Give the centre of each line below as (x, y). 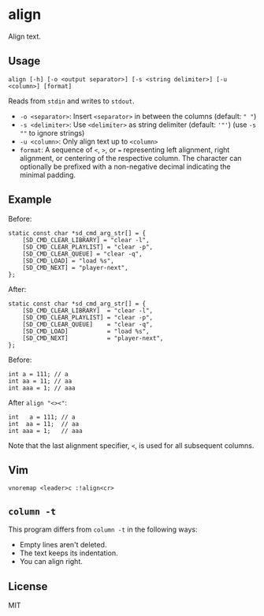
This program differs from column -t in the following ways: (103, 529)
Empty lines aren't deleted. (63, 545)
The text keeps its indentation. (69, 553)
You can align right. (51, 562)
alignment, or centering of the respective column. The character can (130, 158)
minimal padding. (48, 174)
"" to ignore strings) (52, 133)
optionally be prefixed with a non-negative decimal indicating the (125, 166)
